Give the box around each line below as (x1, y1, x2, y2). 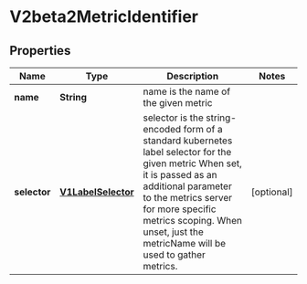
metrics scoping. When (143, 215, 242, 226)
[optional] (250, 185, 293, 198)
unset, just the (143, 226, 204, 238)
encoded (143, 123, 182, 135)
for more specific (143, 203, 217, 216)
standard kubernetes (143, 134, 233, 147)
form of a (183, 123, 223, 135)
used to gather (143, 248, 206, 261)
